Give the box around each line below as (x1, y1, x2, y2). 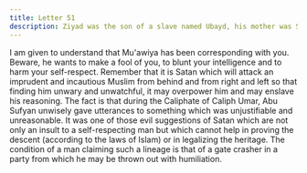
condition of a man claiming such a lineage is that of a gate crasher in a (9, 143, 279, 155)
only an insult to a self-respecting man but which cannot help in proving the (9, 124, 294, 135)
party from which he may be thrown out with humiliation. (9, 153, 222, 164)
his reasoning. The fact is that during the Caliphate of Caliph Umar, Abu (9, 95, 279, 106)
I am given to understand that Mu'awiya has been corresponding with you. (9, 46, 290, 57)
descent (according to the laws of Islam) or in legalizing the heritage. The (9, 134, 286, 145)
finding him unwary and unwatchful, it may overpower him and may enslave (9, 86, 294, 97)
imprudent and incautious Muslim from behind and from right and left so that (9, 76, 298, 86)
